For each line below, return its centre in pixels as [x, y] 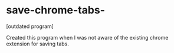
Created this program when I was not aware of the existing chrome [87, 37]
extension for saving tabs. [38, 44]
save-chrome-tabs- [55, 10]
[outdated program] [30, 26]
